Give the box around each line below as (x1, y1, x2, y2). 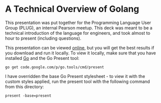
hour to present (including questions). (5, 35, 81, 41)
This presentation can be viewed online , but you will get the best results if (5, 45, 155, 51)
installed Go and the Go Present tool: (5, 55, 80, 61)
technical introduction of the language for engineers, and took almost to (5, 30, 151, 36)
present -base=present (5, 93, 52, 98)
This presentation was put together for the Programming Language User (5, 20, 151, 26)
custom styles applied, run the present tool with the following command (5, 78, 150, 84)
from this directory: (5, 83, 44, 89)
